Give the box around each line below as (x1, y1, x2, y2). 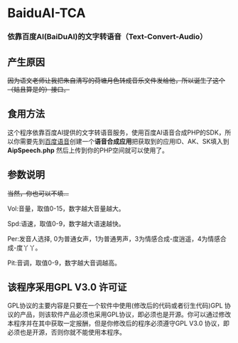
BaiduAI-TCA (7, 5, 86, 21)
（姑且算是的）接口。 (7, 85, 70, 93)
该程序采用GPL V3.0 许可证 (7, 281, 127, 293)
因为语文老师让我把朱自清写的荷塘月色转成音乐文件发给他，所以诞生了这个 (7, 76, 225, 85)
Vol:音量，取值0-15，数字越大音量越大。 (7, 204, 126, 213)
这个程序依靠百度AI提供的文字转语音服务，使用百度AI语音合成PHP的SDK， (7, 128, 225, 137)
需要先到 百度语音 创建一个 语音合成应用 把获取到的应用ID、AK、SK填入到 (19, 137, 229, 145)
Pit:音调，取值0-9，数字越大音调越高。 (7, 258, 121, 267)
